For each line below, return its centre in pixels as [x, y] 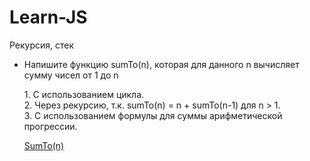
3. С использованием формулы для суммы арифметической [153, 115]
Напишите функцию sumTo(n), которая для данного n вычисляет [161, 64]
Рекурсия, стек [42, 45]
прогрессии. [50, 126]
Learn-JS [48, 17]
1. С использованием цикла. [84, 94]
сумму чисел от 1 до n [71, 75]
